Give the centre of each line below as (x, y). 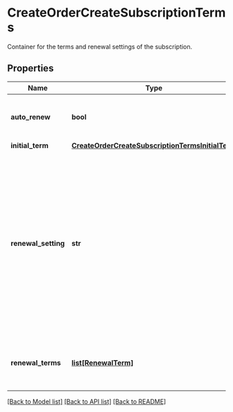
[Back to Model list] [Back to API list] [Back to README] (87, 401)
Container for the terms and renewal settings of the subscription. (100, 46)
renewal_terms (36, 363)
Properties (31, 68)
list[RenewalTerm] (103, 363)
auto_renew (31, 117)
